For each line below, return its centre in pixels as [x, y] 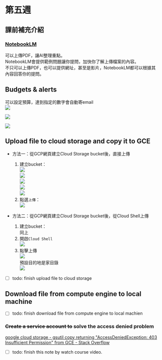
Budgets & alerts [31, 90]
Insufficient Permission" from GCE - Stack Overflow [57, 342]
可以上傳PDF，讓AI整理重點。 [35, 55]
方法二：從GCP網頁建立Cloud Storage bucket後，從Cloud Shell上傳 [80, 216]
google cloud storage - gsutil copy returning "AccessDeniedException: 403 [81, 337]
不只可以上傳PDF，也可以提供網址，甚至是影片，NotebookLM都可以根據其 [81, 67]
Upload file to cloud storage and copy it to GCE [78, 141]
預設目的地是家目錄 [39, 262]
